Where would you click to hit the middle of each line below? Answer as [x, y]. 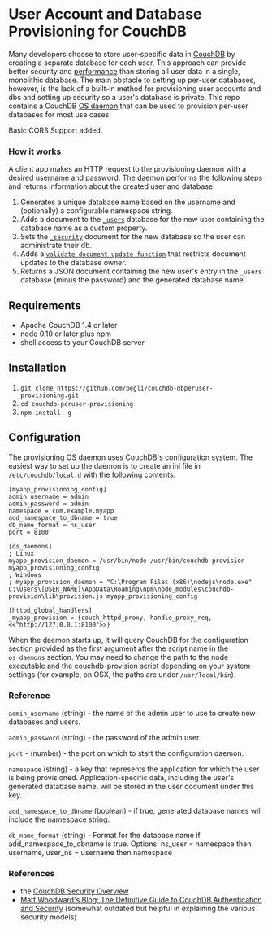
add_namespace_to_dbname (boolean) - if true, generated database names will [135, 810]
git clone [37, 388]
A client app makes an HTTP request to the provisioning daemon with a [127, 169]
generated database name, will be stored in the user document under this [131, 786]
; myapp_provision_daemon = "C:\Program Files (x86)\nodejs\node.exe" [130, 582]
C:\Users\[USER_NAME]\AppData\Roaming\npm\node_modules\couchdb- [121, 589]
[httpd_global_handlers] [50, 610]
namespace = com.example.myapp [61, 511]
